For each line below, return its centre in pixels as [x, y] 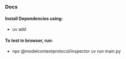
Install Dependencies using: [34, 19]
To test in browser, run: [29, 40]
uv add [19, 29]
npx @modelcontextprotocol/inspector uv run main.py [66, 51]
